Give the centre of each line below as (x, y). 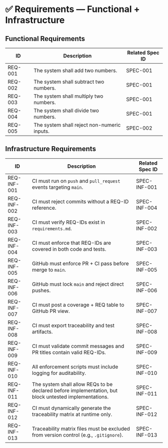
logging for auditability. (59, 373)
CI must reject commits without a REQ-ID (80, 201)
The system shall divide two (66, 110)
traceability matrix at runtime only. (72, 414)
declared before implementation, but (74, 390)
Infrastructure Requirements (51, 149)
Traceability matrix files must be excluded (81, 428)
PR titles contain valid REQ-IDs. (69, 352)
